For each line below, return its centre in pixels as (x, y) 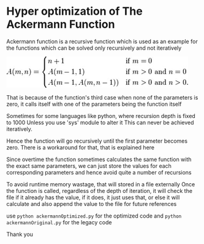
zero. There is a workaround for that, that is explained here (81, 147)
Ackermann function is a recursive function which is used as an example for (102, 41)
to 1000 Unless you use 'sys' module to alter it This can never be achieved (100, 122)
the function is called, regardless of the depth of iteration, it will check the (100, 191)
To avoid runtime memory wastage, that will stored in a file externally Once (101, 184)
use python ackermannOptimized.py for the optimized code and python (94, 216)
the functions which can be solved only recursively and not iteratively (94, 48)
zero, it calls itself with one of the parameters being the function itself (94, 104)
